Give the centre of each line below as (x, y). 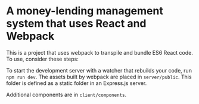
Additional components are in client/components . (66, 94)
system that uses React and (77, 23)
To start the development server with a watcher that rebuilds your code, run (99, 70)
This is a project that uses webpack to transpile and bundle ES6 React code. (100, 52)
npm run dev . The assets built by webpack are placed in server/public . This (99, 77)
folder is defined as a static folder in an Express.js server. (77, 83)
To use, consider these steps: (42, 59)
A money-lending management (85, 11)
